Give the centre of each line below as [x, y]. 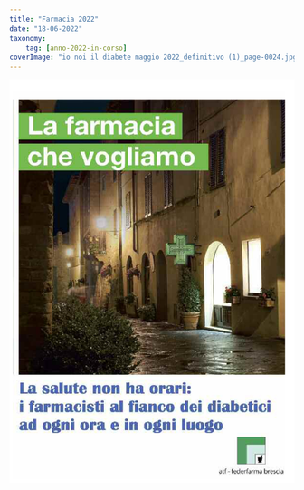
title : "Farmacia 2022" [54, 19]
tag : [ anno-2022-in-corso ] [76, 48]
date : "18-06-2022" [46, 29]
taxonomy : [28, 38]
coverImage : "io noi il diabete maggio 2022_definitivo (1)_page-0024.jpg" [155, 58]
